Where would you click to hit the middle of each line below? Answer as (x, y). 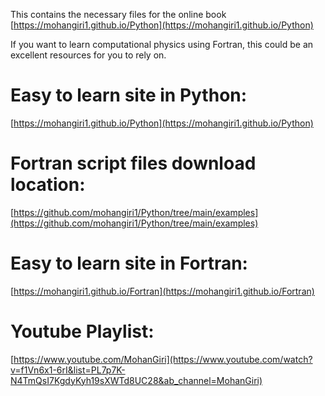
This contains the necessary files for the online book (118, 14)
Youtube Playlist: (82, 331)
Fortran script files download (133, 163)
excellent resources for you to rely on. (88, 55)
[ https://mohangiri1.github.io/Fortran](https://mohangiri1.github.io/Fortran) (162, 291)
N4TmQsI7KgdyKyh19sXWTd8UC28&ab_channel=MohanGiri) (136, 380)
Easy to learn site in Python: (129, 95)
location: (48, 185)
